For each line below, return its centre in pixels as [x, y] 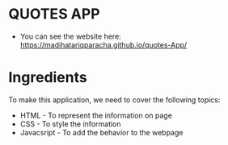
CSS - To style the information [70, 124]
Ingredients [48, 78]
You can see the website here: [70, 36]
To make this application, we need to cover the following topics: [114, 99]
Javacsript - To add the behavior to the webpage [101, 132]
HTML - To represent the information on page [96, 115]
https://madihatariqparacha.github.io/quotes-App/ [103, 44]
